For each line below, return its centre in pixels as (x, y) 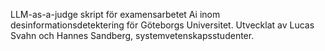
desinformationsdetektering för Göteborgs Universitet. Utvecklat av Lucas (162, 25)
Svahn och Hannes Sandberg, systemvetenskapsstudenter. (132, 35)
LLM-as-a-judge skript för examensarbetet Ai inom (115, 14)
